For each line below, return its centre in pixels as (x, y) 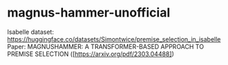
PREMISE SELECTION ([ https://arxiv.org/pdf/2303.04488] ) (91, 54)
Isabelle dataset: (30, 32)
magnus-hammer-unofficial (89, 13)
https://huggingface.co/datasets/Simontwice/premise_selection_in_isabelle (114, 39)
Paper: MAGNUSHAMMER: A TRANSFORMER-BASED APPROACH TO (106, 46)
